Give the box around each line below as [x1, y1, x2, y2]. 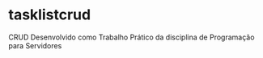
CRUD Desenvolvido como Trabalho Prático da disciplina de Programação [8, 32, 255, 42]
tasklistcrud [8, 6, 91, 24]
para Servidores [8, 40, 62, 50]
